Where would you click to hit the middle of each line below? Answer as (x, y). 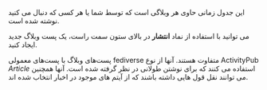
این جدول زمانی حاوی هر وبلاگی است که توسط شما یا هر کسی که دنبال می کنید (127, 12)
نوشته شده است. (34, 21)
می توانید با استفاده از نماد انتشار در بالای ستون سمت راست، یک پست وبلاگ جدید (129, 36)
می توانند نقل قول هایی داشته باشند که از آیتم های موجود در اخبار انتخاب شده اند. (128, 77)
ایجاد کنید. (23, 45)
